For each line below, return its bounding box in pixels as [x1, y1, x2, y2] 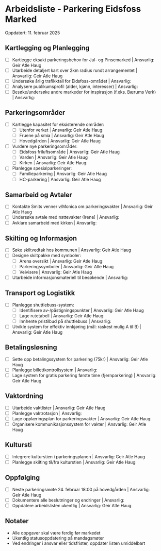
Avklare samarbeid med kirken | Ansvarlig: [12, 220, 97, 225]
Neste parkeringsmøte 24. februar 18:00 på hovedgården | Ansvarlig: [12, 486, 150, 492]
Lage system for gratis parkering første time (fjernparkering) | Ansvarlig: [12, 372, 157, 378]
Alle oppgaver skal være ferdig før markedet [12, 530, 101, 535]
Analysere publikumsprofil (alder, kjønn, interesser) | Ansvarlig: [12, 84, 138, 89]
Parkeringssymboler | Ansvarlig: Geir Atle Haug [19, 263, 114, 269]
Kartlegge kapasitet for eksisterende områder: [12, 121, 104, 127]
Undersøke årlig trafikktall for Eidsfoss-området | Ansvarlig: [12, 78, 131, 84]
